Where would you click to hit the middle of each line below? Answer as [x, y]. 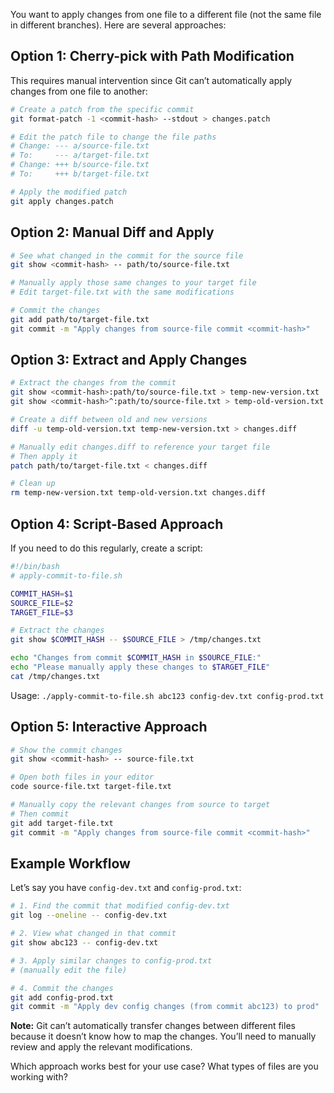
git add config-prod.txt [62, 997]
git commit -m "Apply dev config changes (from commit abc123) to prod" [165, 1007]
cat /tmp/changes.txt [55, 676]
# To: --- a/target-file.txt [80, 155]
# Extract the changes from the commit [93, 383]
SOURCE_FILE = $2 [42, 603]
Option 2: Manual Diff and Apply [112, 232]
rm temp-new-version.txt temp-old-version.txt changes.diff [138, 493]
